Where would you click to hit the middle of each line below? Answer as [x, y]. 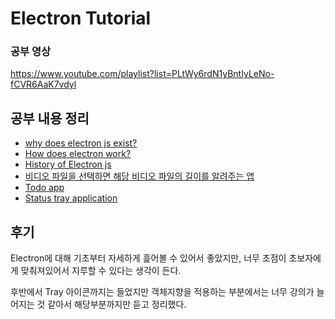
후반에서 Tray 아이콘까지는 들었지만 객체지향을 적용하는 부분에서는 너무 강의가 [162, 292]
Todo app [44, 188]
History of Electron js [68, 164]
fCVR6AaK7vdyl [43, 84]
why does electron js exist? [81, 143]
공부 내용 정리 [50, 118]
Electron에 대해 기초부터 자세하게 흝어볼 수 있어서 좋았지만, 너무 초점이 [148, 258]
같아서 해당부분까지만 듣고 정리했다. [117, 304]
